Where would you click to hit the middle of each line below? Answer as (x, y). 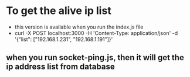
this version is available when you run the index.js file (79, 27)
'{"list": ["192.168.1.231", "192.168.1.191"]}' (64, 39)
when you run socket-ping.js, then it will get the (95, 57)
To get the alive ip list (59, 11)
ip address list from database (61, 67)
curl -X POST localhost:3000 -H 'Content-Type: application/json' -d (96, 33)
